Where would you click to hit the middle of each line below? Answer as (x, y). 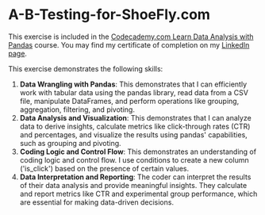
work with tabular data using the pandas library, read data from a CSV (134, 92)
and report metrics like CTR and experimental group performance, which (138, 194)
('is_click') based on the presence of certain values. (104, 168)
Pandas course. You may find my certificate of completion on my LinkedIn (129, 44)
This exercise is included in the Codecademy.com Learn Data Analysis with (131, 36)
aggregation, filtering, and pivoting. (77, 109)
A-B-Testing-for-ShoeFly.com (109, 15)
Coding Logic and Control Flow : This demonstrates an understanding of (138, 152)
